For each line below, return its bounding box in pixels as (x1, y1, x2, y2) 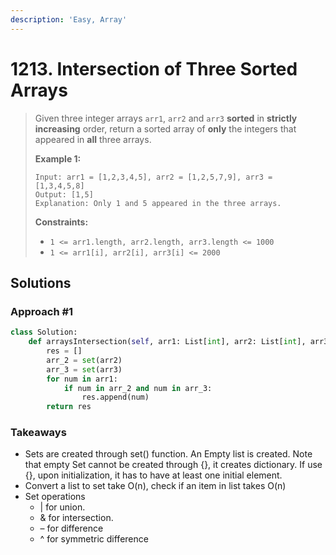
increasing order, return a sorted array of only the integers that (34, 122, 297, 135)
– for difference (39, 522, 104, 535)
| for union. (39, 501, 86, 513)
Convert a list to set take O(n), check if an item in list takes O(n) (24, 480, 287, 492)
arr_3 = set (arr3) (46, 364, 123, 375)
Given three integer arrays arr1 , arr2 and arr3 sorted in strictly (34, 112, 298, 124)
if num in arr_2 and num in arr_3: (63, 383, 213, 393)
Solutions (10, 274, 72, 291)
